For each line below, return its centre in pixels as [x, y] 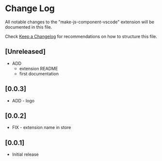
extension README [39, 68]
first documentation [39, 74]
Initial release [25, 154]
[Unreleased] [25, 52]
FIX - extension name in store [41, 128]
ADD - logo [23, 100]
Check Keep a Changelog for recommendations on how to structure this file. [81, 36]
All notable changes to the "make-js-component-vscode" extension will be [80, 22]
